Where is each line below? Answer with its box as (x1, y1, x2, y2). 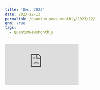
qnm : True (5, 21, 25, 26)
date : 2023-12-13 (5, 12, 41, 17)
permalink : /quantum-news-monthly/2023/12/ (5, 16, 96, 21)
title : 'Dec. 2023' (5, 7, 45, 12)
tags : (5, 25, 16, 30)
